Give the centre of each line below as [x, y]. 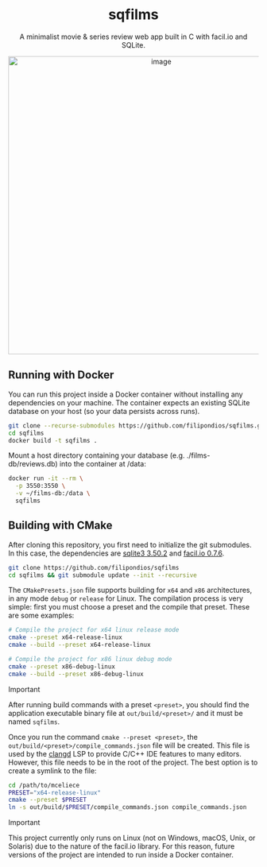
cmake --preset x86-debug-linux [62, 666]
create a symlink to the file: [52, 770]
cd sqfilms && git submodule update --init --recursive [103, 575]
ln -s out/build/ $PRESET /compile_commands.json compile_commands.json [128, 807]
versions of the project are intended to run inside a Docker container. [121, 855]
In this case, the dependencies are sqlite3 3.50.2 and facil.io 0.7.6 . [116, 553]
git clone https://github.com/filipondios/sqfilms [94, 567]
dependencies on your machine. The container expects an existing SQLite [129, 402]
